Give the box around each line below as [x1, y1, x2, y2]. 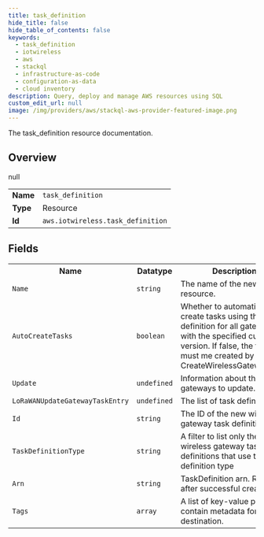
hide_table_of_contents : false [8, 26, 111, 34]
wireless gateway [180, 440, 245, 451]
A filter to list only [180, 431, 245, 442]
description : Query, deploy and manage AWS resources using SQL [8, 92, 223, 100]
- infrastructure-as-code [15, 70, 101, 78]
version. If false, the [180, 340, 254, 351]
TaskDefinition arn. [180, 473, 250, 484]
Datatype [137, 265, 173, 276]
